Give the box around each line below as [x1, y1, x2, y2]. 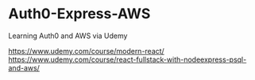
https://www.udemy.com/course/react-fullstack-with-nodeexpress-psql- [8, 55, 247, 64]
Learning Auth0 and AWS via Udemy [8, 31, 128, 40]
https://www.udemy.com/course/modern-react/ [8, 46, 164, 55]
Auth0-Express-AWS [8, 5, 151, 23]
